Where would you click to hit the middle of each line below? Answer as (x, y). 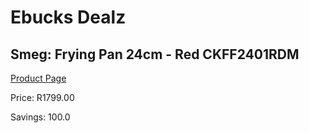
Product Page (38, 78)
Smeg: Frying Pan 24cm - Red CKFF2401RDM (155, 54)
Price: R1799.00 (42, 97)
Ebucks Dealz (68, 17)
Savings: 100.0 (40, 117)
